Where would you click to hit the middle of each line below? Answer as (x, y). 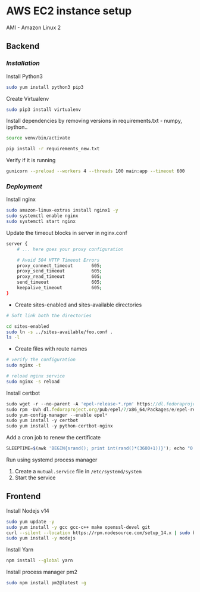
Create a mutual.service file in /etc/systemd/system (78, 472)
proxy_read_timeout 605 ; (60, 277)
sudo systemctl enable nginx (42, 216)
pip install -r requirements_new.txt (53, 149)
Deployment (24, 186)
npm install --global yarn (40, 561)
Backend (23, 46)
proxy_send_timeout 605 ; (60, 271)
